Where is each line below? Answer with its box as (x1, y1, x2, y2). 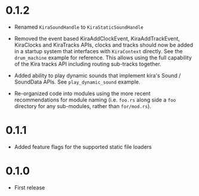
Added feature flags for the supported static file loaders (14, 143, 152, 150)
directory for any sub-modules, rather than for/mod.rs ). (14, 102, 152, 109)
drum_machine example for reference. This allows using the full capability (14, 54, 192, 61)
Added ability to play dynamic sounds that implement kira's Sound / (14, 72, 181, 79)
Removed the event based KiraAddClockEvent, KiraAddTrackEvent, (14, 35, 180, 42)
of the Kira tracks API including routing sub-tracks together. (14, 60, 162, 68)
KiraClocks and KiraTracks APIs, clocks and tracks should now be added (14, 41, 194, 48)
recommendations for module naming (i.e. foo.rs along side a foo (14, 96, 176, 103)
